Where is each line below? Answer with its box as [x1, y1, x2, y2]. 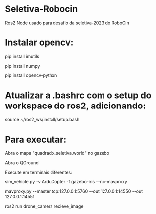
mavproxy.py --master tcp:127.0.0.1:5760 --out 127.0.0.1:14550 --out [5, 188, 143, 194]
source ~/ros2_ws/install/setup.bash [5, 116, 80, 122]
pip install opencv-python [5, 72, 57, 78]
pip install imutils [5, 53, 40, 59]
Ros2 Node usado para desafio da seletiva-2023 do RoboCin [5, 20, 130, 26]
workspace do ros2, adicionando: [5, 100, 146, 111]
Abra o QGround [5, 159, 39, 166]
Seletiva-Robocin [5, 3, 78, 15]
